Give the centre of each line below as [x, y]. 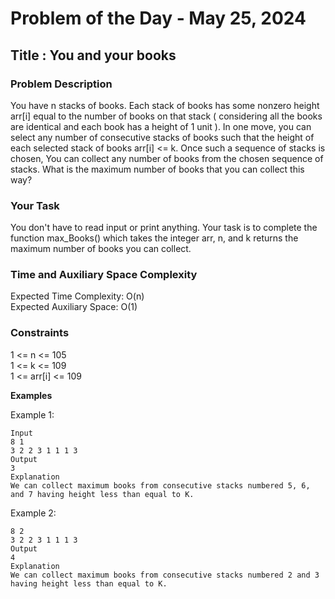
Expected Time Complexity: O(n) [77, 296]
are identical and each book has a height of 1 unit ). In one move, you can [161, 126]
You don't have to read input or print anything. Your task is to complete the [164, 228]
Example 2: [33, 513]
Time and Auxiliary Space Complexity [104, 275]
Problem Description [61, 84]
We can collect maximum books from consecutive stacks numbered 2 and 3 [165, 575]
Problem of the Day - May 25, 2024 [158, 18]
